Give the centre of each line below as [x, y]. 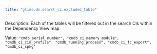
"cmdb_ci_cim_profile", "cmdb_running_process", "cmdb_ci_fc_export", [78, 42]
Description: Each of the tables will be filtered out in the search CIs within [79, 23]
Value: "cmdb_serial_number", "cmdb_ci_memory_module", [62, 38]
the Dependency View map [32, 28]
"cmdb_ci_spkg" [20, 46]
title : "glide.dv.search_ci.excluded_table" [51, 9]
